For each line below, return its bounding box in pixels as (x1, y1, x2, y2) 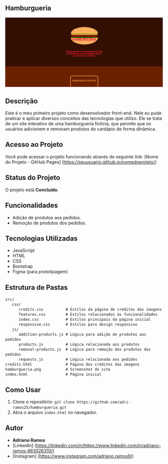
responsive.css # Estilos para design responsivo (18, 322, 137, 327)
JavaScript (12, 247, 35, 254)
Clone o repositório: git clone (12, 399, 75, 405)
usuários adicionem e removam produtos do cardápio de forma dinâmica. (5, 126, 156, 132)
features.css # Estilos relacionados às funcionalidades (18, 312, 157, 317)
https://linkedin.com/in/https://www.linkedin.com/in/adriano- (35, 442, 161, 449)
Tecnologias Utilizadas (5, 234, 78, 243)
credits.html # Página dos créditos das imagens (5, 362, 140, 367)
